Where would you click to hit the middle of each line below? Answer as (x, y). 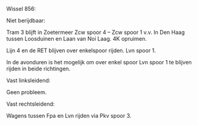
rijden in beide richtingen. (38, 69)
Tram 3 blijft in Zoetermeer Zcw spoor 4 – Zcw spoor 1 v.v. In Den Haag (96, 32)
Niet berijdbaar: (26, 20)
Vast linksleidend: (28, 80)
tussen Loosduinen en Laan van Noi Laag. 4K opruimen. (77, 39)
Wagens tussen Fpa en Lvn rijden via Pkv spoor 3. (69, 116)
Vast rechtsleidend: (30, 104)
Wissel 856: (21, 9)
